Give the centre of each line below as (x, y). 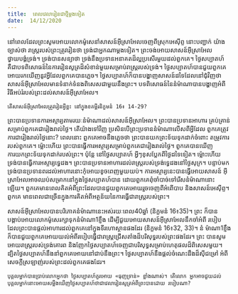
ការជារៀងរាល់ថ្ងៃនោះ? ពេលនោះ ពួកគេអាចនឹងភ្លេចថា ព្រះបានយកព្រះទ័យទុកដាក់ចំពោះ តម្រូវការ (118, 137)
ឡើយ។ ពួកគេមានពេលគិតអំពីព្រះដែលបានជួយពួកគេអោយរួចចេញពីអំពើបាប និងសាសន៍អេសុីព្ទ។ (118, 188)
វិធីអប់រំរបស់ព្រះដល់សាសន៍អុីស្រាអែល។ (53, 92)
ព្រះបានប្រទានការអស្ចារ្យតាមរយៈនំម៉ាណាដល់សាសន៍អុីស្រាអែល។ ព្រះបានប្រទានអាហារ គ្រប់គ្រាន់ (119, 120)
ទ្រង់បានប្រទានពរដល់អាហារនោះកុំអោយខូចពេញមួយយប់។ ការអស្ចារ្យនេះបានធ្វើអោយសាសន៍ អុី (118, 171)
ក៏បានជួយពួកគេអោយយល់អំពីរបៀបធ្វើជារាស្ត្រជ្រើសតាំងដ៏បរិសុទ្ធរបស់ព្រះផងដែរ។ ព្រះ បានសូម (117, 236)
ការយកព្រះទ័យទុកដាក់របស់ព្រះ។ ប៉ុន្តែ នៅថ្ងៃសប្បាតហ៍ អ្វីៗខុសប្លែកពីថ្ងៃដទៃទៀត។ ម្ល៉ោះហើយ (114, 154)
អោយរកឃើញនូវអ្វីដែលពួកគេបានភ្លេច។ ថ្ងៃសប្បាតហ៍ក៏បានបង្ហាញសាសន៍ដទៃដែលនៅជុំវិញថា (114, 75)
